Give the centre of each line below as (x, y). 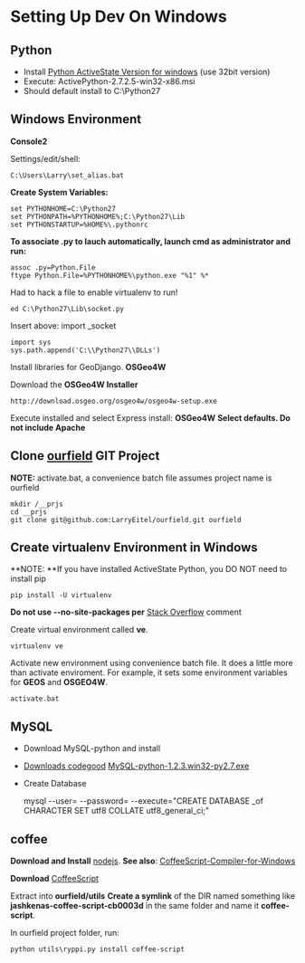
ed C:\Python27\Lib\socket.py (67, 309)
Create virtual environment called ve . (79, 630)
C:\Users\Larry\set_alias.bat (67, 175)
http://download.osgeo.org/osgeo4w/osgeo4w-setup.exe (114, 401)
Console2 (29, 141)
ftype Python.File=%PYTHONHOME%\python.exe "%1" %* (110, 275)
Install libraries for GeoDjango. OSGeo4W (88, 367)
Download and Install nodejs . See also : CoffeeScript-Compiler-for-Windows (153, 861)
